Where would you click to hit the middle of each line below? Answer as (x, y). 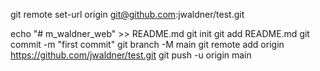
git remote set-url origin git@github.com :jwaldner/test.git (127, 14)
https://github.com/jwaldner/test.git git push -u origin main (131, 55)
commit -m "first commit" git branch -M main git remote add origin (147, 44)
